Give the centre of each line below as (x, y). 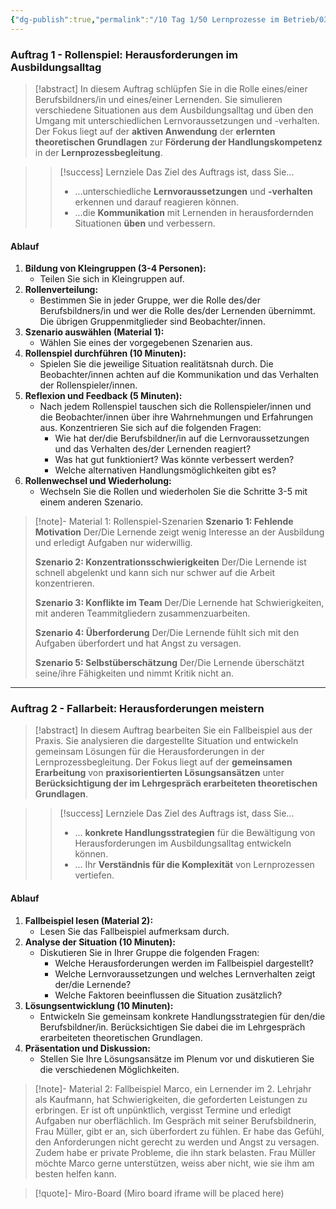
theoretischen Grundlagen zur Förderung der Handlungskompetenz (178, 142)
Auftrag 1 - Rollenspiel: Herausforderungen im (124, 54)
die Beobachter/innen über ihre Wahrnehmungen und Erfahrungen (176, 417)
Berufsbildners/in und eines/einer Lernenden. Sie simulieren (158, 99)
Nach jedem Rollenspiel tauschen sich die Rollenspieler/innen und (175, 407)
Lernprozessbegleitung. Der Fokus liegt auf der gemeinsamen (163, 762)
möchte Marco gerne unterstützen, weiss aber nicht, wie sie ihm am (174, 1163)
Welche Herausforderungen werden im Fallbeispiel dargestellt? (184, 963)
